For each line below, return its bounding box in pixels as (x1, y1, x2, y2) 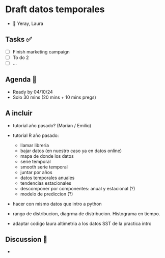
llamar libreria (20, 142, 49, 148)
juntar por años (20, 169, 52, 175)
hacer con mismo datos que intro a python (12, 200, 102, 207)
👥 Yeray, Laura (12, 20, 43, 26)
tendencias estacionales (20, 180, 71, 186)
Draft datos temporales (5, 4, 105, 15)
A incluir (5, 109, 33, 118)
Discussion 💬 (5, 235, 47, 244)
